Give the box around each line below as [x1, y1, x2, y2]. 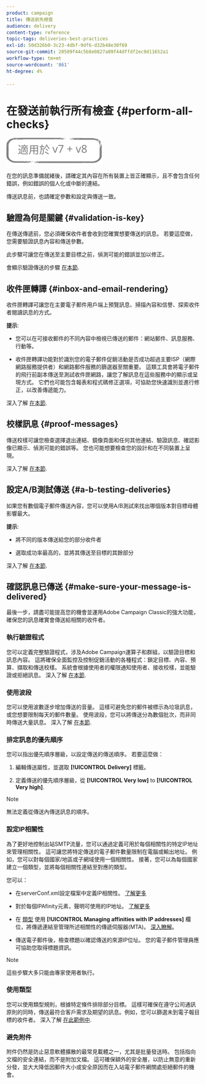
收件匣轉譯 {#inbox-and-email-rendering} [6, 283, 169, 294]
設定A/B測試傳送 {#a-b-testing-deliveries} [6, 485, 172, 495]
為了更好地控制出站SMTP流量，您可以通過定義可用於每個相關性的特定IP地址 [6, 840, 199, 848]
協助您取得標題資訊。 [20, 943, 75, 951]
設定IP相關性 [6, 825, 44, 833]
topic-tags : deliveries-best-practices [6, 36, 109, 42]
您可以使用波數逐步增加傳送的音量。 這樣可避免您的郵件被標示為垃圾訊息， [6, 703, 196, 711]
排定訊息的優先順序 [6, 735, 63, 744]
